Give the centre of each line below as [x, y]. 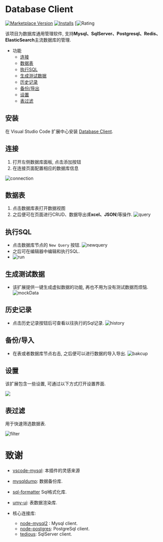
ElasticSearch [20, 40]
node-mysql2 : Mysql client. [49, 523]
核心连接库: [24, 513]
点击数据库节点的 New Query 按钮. [47, 245]
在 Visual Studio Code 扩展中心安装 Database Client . [59, 131]
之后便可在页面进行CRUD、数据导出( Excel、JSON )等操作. [72, 214]
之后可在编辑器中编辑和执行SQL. [46, 251]
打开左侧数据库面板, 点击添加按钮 [47, 162]
